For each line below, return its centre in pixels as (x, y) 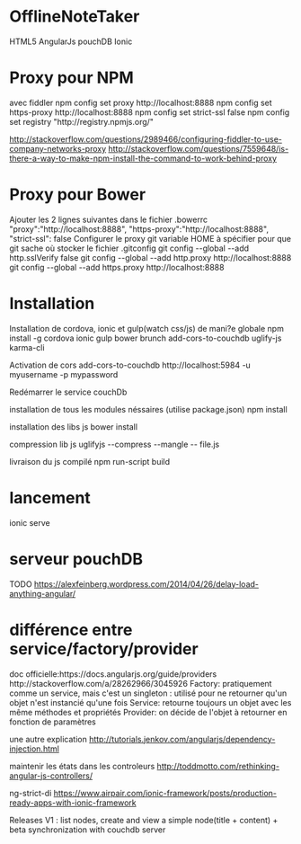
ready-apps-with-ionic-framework (73, 803)
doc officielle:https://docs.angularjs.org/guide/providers (113, 674)
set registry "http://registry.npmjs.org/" (82, 121)
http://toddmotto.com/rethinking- (218, 766)
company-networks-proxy (58, 148)
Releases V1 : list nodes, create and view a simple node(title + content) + (144, 820)
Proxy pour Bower (78, 195)
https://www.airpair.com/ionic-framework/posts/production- (165, 793)
